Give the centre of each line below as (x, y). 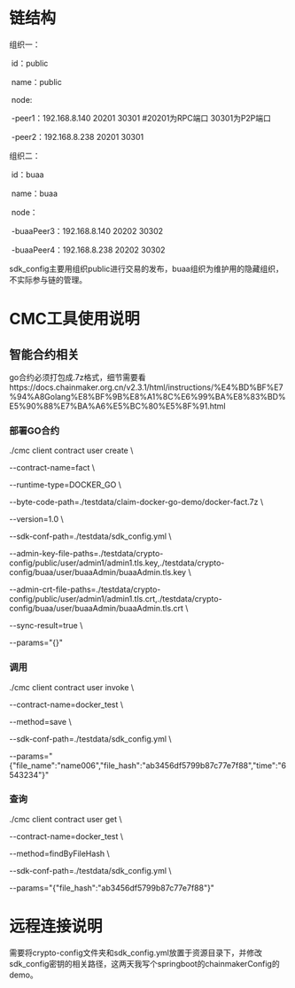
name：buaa (35, 193)
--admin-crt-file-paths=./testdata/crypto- (85, 589)
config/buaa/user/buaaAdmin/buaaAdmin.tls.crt (97, 609)
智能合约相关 (44, 354)
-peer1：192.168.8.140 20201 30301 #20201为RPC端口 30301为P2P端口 (141, 118)
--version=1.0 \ (36, 519)
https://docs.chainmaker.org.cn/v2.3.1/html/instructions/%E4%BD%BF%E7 (146, 387)
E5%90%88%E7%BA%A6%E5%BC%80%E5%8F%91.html (117, 406)
